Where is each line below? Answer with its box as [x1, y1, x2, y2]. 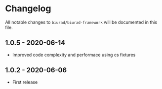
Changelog [5, 3, 51, 14]
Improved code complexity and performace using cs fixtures [12, 52, 136, 58]
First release [12, 79, 38, 85]
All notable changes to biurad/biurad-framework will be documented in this [5, 19, 158, 25]
